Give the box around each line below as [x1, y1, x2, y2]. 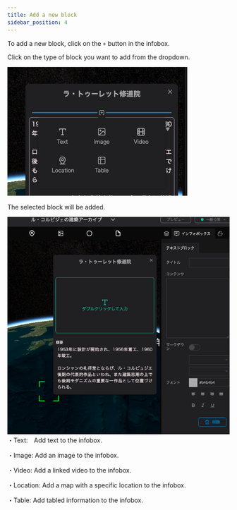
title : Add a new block [7, 11, 78, 18]
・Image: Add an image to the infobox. [7, 451, 119, 460]
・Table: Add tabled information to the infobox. [7, 496, 143, 504]
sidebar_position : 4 [7, 18, 68, 26]
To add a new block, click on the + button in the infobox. [7, 39, 170, 47]
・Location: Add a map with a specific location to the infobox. [7, 481, 186, 490]
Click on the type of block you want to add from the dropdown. [7, 53, 190, 61]
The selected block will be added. [7, 202, 106, 211]
